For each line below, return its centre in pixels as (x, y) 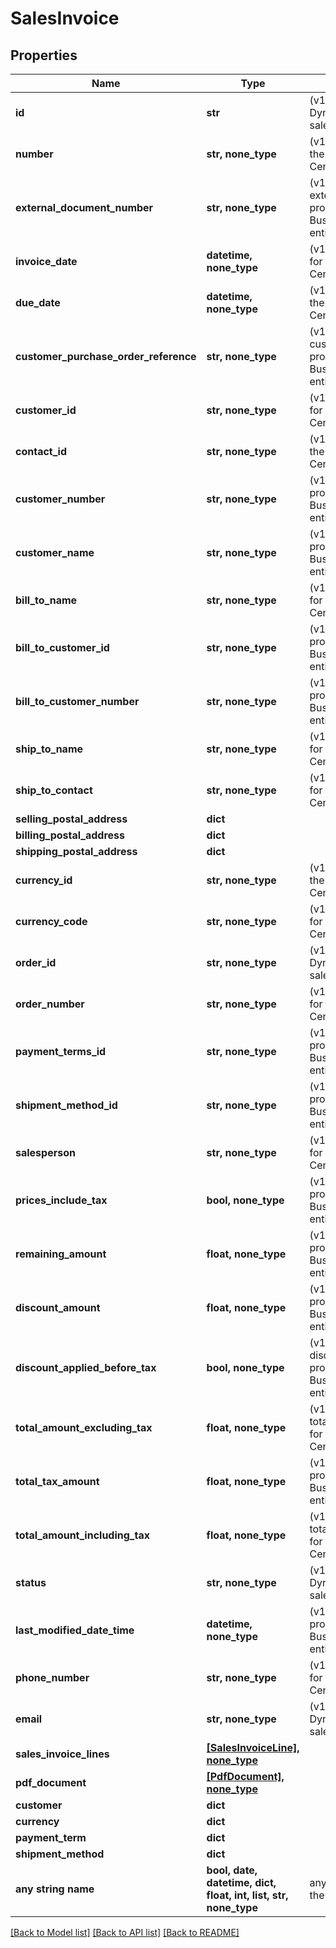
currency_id (44, 880)
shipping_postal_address (76, 851)
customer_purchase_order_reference (106, 356)
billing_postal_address (70, 835)
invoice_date (46, 261)
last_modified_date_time (75, 1630)
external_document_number (84, 207)
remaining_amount (61, 1254)
